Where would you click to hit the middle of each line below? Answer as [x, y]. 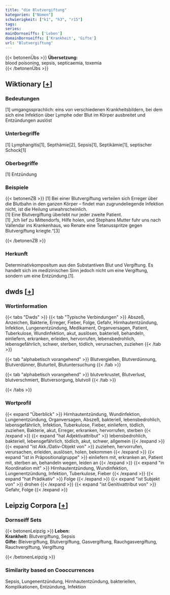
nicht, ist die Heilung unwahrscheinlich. [46, 209]
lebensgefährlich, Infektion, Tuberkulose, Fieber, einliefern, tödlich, [75, 425]
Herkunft [16, 254]
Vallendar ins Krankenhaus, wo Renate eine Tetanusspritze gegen [74, 225]
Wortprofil [18, 403]
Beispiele [17, 187]
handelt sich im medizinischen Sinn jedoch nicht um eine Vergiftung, [77, 270]
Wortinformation [26, 306]
